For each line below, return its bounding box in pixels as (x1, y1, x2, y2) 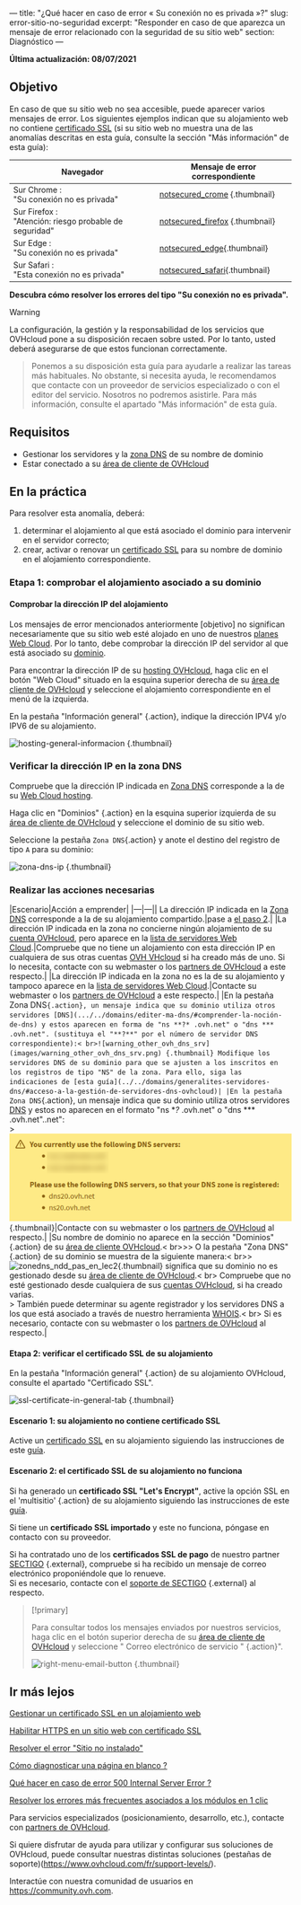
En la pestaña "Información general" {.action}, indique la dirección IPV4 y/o (9, 710, 287, 721)
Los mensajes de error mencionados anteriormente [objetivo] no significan (9, 619, 285, 630)
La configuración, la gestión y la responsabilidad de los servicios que (9, 323, 264, 335)
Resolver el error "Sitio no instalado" (9, 1742, 143, 1754)
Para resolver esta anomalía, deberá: (9, 507, 145, 519)
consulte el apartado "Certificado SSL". (9, 1378, 154, 1389)
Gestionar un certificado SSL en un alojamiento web (9, 1708, 202, 1719)
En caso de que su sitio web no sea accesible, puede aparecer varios (9, 103, 266, 114)
